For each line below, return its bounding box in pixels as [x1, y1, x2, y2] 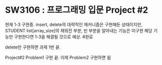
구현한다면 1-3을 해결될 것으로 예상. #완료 [14, 34, 93, 40]
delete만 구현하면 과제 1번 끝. [5, 44, 61, 50]
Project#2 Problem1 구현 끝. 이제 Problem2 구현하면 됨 [5, 54, 111, 60]
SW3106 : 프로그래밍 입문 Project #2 [5, 4, 148, 16]
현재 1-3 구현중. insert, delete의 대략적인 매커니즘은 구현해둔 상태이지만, [5, 22, 143, 27]
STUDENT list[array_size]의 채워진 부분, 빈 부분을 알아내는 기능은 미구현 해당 [5, 27, 153, 33]
